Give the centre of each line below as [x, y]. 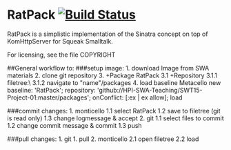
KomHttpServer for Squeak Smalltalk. [60, 41]
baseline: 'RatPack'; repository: [51, 90]
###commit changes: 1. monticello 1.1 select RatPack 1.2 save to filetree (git [114, 111]
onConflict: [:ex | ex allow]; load [137, 97]
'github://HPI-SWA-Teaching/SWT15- [150, 90]
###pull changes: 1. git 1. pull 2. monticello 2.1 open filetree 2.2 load [103, 139]
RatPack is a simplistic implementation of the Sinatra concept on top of [108, 34]
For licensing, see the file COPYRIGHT [61, 55]
